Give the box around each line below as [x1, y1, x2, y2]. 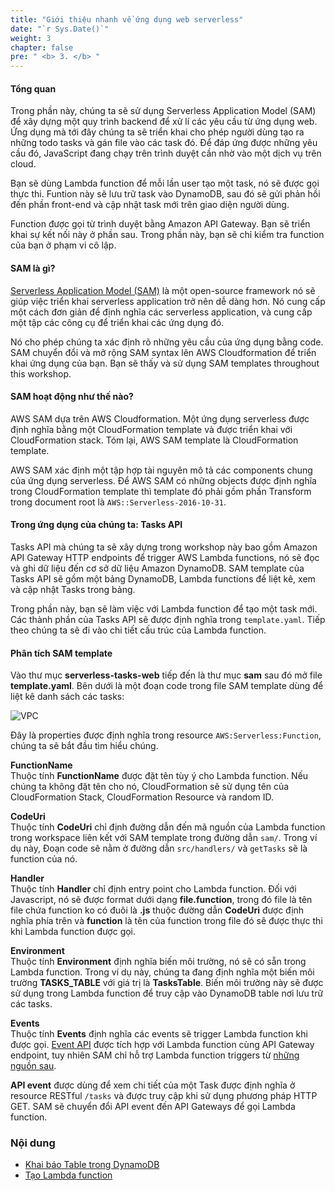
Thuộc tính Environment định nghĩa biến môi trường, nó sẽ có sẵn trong [10, 956, 307, 968]
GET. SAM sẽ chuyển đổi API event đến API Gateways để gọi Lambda [10, 1101, 296, 1113]
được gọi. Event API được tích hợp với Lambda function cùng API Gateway [10, 1039, 315, 1051]
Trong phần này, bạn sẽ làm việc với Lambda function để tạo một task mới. [10, 602, 318, 615]
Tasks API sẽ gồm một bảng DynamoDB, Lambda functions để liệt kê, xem [10, 572, 316, 585]
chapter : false [10, 42, 74, 53]
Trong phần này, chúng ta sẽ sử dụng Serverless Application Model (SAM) [10, 105, 317, 117]
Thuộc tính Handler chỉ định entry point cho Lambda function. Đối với [10, 883, 297, 895]
